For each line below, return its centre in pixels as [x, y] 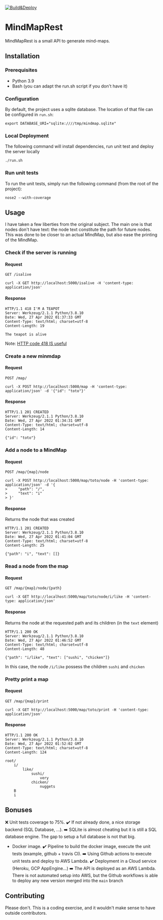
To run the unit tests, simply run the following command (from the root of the [82, 183]
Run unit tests [22, 173]
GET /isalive [18, 275]
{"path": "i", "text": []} [32, 554]
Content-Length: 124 [26, 752]
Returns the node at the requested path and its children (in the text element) [82, 623]
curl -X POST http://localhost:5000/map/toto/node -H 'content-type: [77, 481]
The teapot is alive [26, 334]
